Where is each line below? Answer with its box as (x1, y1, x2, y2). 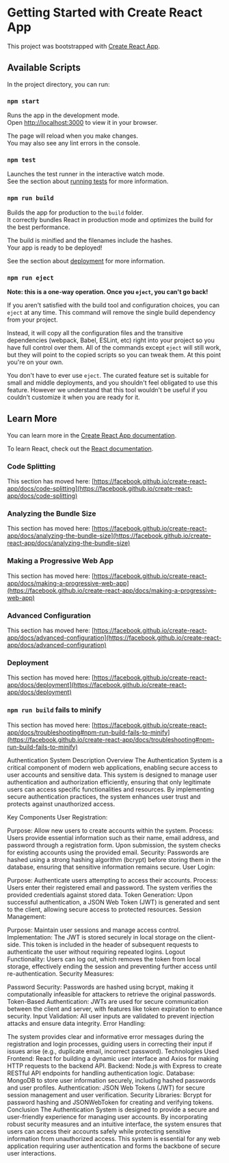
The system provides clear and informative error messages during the (7, 1032, 204, 1040)
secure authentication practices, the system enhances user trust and (7, 792, 201, 800)
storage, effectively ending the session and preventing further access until (7, 962, 217, 970)
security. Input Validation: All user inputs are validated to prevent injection (7, 1011, 215, 1020)
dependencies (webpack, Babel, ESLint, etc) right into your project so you (7, 336, 215, 344)
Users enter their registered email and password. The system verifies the (7, 883, 213, 891)
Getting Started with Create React (7, 5, 203, 21)
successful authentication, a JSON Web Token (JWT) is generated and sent (7, 898, 220, 906)
